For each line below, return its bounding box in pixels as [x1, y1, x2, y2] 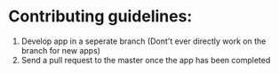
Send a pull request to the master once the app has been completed [20, 54, 271, 65]
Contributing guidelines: [8, 6, 193, 27]
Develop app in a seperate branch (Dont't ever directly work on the [20, 36, 267, 46]
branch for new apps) [20, 45, 101, 55]
